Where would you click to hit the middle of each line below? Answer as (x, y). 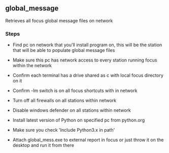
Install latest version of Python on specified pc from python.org (79, 120)
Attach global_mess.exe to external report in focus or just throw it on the (88, 140)
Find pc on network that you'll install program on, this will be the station (87, 45)
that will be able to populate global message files (64, 50)
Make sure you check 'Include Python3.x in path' (64, 130)
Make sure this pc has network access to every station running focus (85, 60)
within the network (32, 66)
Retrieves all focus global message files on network (59, 20)
